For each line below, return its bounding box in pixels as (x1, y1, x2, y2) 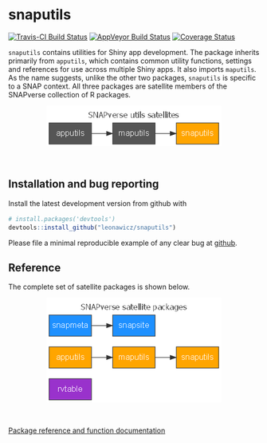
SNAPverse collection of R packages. (8, 89, 132, 99)
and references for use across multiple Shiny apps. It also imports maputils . (8, 64, 257, 73)
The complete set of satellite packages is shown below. (8, 282, 190, 292)
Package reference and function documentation (8, 425, 166, 436)
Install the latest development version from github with (8, 198, 187, 208)
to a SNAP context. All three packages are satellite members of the (8, 81, 227, 91)
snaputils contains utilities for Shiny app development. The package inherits (8, 47, 260, 57)
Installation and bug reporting (8, 177, 159, 191)
